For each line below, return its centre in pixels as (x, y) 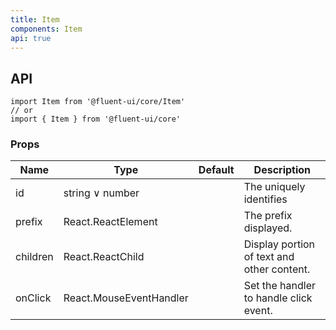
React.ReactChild (104, 257)
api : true (31, 38)
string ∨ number (101, 193)
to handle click (278, 298)
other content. (277, 269)
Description (282, 170)
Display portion (279, 244)
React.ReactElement (110, 222)
